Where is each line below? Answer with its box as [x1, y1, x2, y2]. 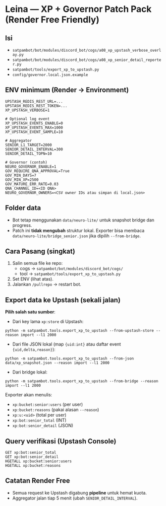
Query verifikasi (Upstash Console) [5, 437, 116, 445]
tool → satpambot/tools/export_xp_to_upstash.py [19, 271, 121, 277]
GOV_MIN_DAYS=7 [5, 173, 37, 178]
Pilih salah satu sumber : [5, 309, 55, 315]
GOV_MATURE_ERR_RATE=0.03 [5, 181, 58, 187]
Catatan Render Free [5, 477, 70, 485]
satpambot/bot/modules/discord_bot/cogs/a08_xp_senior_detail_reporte [12, 58, 162, 63]
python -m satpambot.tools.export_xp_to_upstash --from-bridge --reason [5, 379, 159, 384]
